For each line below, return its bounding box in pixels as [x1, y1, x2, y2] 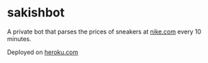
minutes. [7, 34, 32, 42]
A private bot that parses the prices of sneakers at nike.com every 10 [7, 27, 202, 36]
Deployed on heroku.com [7, 48, 79, 56]
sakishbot [7, 5, 65, 21]
